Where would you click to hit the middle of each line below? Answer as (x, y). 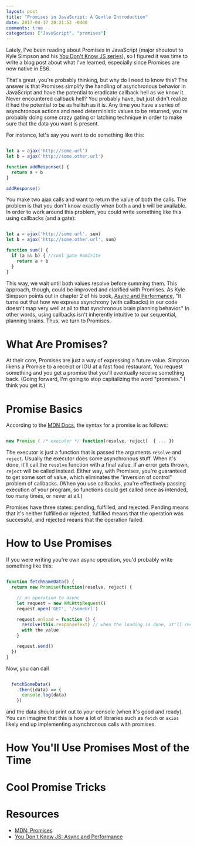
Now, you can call (28, 668)
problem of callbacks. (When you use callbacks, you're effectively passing (96, 484)
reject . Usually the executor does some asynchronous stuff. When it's (91, 458)
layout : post (22, 11)
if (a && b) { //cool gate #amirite (56, 256)
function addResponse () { (38, 167)
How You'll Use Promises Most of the (98, 748)
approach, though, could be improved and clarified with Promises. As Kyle (96, 289)
